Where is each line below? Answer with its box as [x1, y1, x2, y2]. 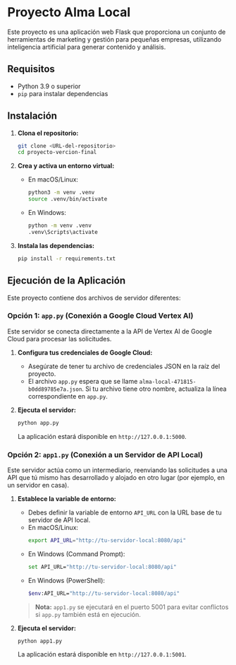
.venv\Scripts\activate [27, 228, 99, 235]
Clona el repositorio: [17, 129, 79, 137]
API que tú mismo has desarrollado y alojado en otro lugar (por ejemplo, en [7, 473, 225, 481]
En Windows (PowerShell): [27, 576, 106, 584]
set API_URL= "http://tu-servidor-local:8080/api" [27, 563, 178, 570]
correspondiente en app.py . [27, 392, 108, 400]
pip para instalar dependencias [17, 89, 108, 98]
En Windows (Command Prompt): [27, 549, 125, 558]
